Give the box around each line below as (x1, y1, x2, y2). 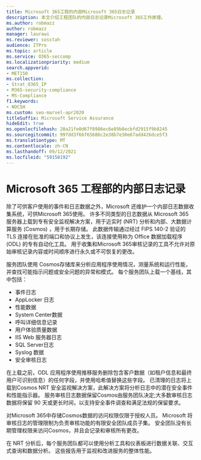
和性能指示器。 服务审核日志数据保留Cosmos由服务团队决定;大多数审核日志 (6, 391, 193, 399)
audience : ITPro (6, 43, 47, 49)
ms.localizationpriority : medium (6, 59, 90, 65)
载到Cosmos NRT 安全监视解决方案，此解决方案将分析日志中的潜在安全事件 (6, 384, 193, 391)
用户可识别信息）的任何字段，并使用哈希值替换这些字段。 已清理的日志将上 (6, 376, 192, 384)
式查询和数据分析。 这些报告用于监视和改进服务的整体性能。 (6, 447, 155, 455)
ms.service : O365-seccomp (6, 54, 71, 60)
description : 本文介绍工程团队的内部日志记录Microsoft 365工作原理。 (6, 14, 166, 20)
